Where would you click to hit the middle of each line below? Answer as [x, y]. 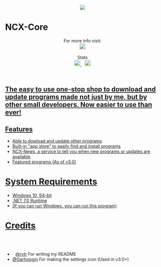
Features [19, 129]
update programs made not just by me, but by [76, 97]
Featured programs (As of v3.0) [44, 162]
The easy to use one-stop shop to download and [80, 89]
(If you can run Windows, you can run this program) [64, 206]
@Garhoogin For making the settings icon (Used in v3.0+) [70, 259]
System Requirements [51, 182]
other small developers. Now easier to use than [79, 105]
